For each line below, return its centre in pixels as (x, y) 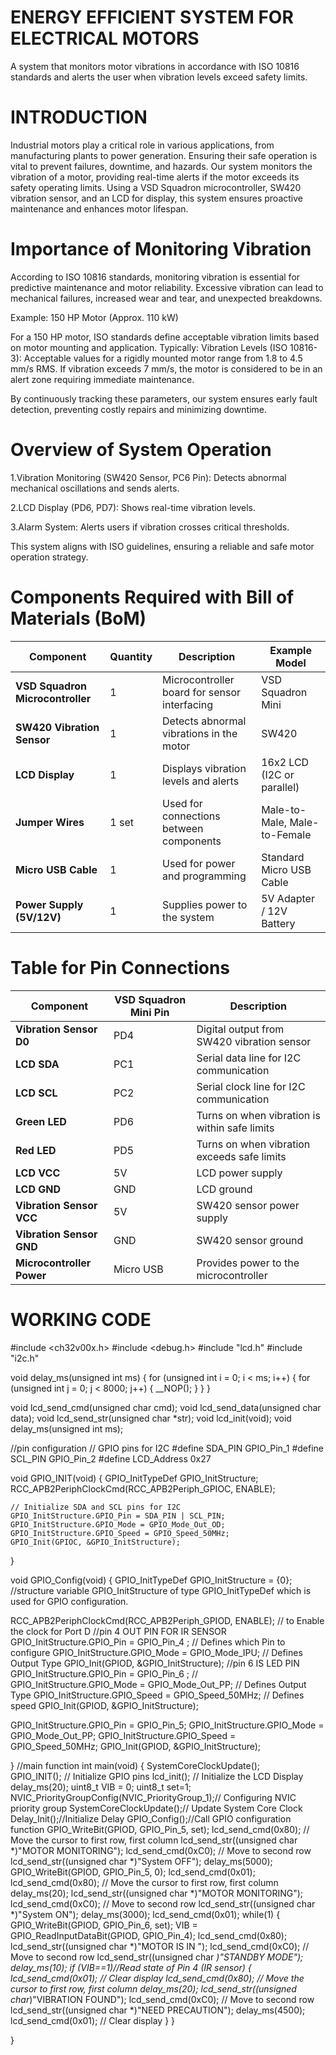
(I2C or (278, 774)
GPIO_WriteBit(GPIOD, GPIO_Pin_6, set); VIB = (104, 1925)
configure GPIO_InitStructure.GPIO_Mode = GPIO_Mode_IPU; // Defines (156, 1652)
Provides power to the (248, 1263)
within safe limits (235, 1128)
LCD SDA (37, 1064)
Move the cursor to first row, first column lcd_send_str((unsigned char (154, 1840)
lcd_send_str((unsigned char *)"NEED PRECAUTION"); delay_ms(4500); (158, 2010)
